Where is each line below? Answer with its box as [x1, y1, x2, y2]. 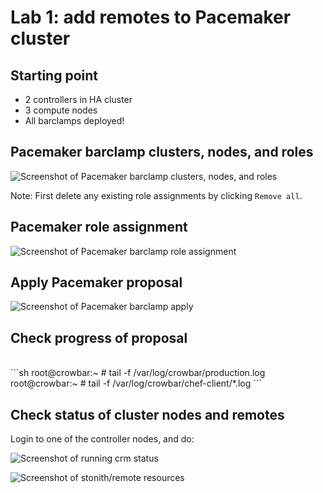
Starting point [10, 67, 98, 84]
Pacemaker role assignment [10, 219, 188, 236]
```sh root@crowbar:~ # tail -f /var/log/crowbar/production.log [10, 367, 266, 379]
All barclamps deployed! [24, 115, 125, 126]
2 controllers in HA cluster [24, 94, 133, 105]
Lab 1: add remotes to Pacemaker [10, 6, 292, 29]
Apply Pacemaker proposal [10, 274, 183, 291]
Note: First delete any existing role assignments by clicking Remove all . [10, 189, 303, 201]
